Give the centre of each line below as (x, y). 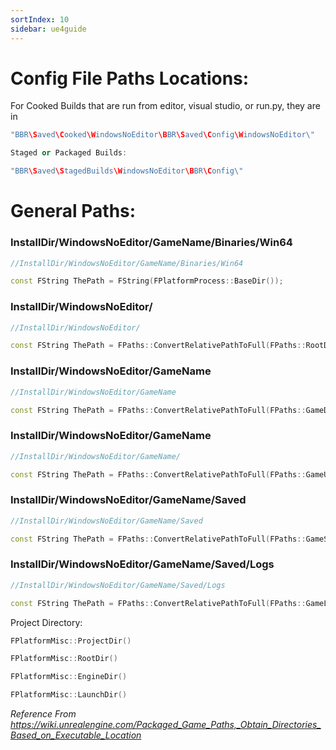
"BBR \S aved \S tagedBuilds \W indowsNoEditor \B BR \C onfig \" (127, 171)
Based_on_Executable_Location (76, 735)
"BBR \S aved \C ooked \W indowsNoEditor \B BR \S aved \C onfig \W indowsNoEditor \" (162, 135)
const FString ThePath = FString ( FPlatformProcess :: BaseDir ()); (147, 281)
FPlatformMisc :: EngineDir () (69, 677)
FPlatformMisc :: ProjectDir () (71, 641)
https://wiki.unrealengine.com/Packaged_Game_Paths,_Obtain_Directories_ (166, 725)
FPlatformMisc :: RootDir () (64, 659)
